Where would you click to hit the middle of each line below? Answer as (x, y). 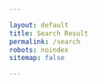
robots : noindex (39, 50)
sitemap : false (37, 58)
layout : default (39, 25)
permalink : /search (45, 42)
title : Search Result (49, 33)
